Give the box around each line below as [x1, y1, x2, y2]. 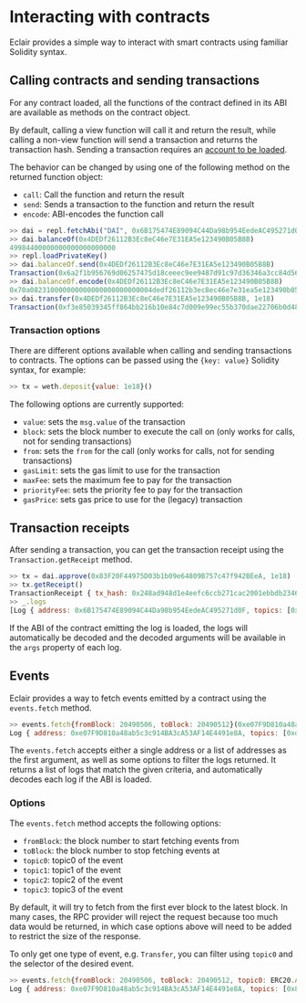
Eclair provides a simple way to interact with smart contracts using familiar [9, 37, 289, 48]
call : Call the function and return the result [22, 189, 185, 200]
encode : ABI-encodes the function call [22, 208, 164, 219]
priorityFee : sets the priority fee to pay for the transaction [22, 484, 243, 495]
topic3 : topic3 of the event [22, 883, 124, 894]
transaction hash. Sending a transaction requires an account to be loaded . [9, 143, 288, 154]
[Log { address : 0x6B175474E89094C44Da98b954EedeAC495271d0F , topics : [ [9, 606, 291, 615]
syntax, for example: [9, 364, 87, 375]
